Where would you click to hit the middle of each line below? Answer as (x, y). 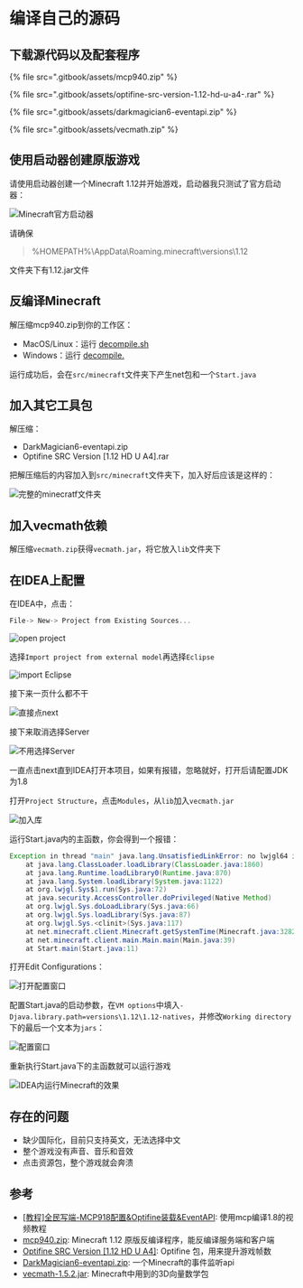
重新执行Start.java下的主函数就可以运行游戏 (90, 1066)
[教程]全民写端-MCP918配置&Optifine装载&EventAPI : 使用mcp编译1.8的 (154, 1218)
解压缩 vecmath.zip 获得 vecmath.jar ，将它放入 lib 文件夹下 (115, 549)
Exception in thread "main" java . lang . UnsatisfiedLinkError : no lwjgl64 (149, 856)
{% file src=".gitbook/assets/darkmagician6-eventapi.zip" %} (123, 112)
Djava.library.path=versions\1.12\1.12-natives (101, 1017)
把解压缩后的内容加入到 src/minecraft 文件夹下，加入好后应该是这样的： (142, 475)
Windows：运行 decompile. (73, 355)
